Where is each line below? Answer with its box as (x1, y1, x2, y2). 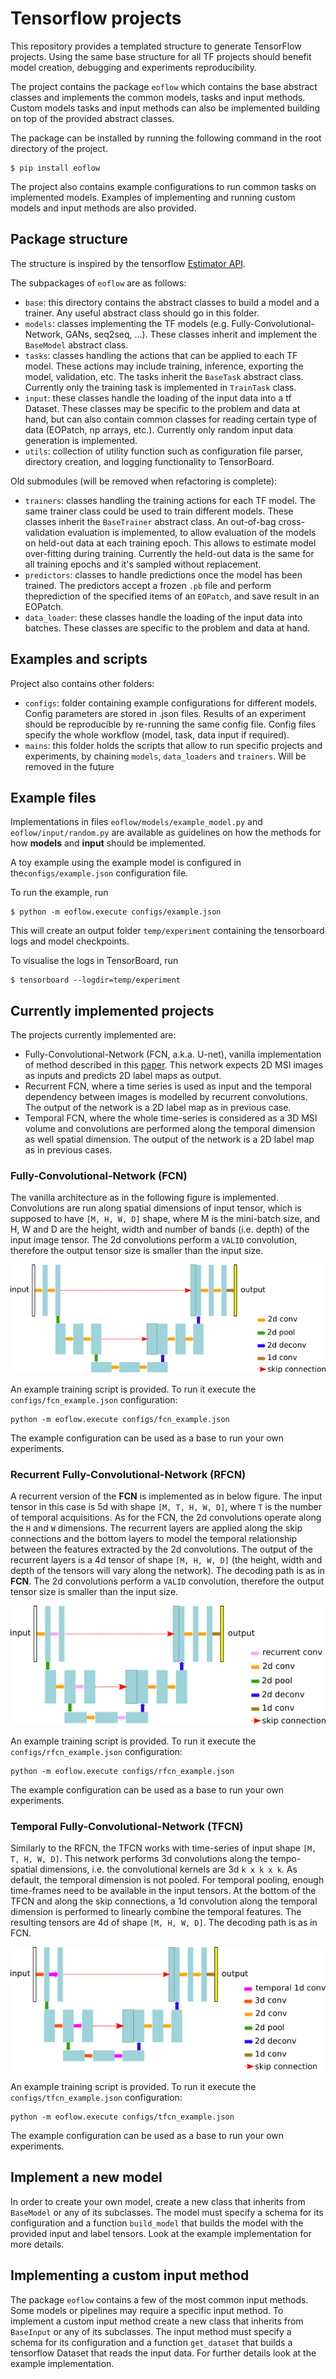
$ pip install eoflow (10, 163, 101, 173)
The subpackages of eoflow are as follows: (10, 277, 187, 289)
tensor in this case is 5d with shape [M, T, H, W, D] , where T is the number (10, 1500, 322, 1512)
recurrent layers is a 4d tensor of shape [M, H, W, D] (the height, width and (10, 1553, 323, 1566)
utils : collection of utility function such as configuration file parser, (24, 445, 303, 457)
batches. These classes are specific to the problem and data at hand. (24, 622, 311, 634)
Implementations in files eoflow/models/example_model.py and (10, 816, 263, 828)
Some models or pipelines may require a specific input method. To (10, 2304, 284, 2316)
